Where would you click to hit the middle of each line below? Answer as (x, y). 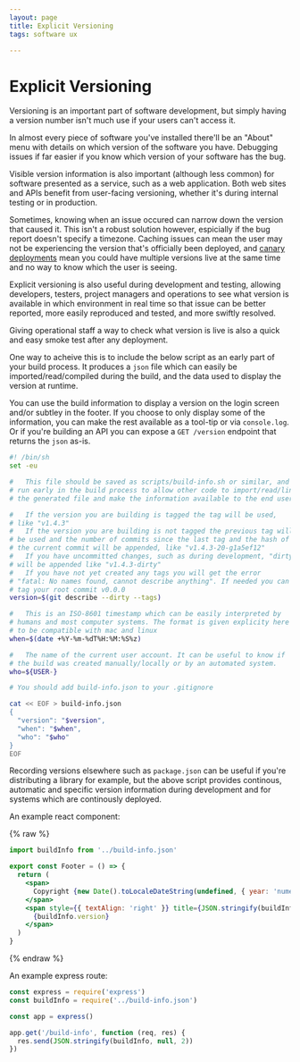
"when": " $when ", (50, 729)
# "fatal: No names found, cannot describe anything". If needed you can (150, 581)
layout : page (33, 17)
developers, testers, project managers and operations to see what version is (149, 294)
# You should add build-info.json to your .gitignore (112, 688)
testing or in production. (54, 203)
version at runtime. (44, 386)
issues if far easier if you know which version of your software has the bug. (148, 156)
